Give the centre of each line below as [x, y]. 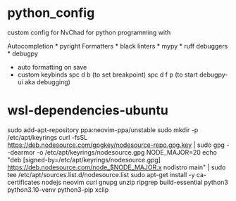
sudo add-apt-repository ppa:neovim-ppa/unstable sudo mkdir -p [103, 130]
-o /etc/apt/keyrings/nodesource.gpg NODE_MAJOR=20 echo [126, 152]
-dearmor [21, 152]
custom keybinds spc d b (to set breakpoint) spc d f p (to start [108, 74]
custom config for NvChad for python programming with [89, 32]
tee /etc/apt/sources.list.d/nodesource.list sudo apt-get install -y [101, 174]
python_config [51, 13]
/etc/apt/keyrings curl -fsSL [48, 137]
